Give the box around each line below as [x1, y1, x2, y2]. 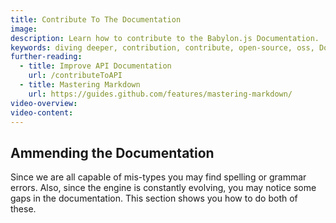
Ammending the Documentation [10, 144, 215, 161]
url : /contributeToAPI [28, 71, 123, 81]
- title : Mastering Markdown [19, 80, 141, 90]
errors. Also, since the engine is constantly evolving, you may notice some [10, 182, 317, 194]
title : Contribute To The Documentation [10, 14, 182, 25]
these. [10, 203, 37, 215]
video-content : [10, 107, 74, 118]
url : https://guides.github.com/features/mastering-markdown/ [28, 89, 293, 99]
